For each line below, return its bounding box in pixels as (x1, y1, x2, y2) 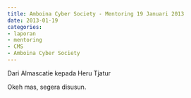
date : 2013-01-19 (7, 17, 58, 24)
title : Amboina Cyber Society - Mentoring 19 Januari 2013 (7, 10, 185, 18)
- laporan (7, 30, 37, 37)
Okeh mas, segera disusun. (7, 82, 87, 91)
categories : (7, 23, 42, 30)
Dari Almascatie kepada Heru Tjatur (7, 68, 111, 78)
